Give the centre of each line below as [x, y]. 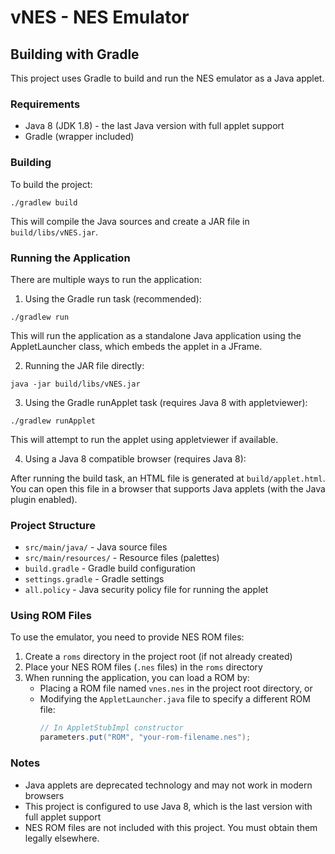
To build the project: [51, 184]
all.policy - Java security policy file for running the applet [146, 590]
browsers [44, 795]
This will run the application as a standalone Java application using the [156, 335]
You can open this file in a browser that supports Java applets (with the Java [168, 488]
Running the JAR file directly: [84, 365]
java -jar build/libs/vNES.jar [75, 384]
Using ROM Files [51, 616]
